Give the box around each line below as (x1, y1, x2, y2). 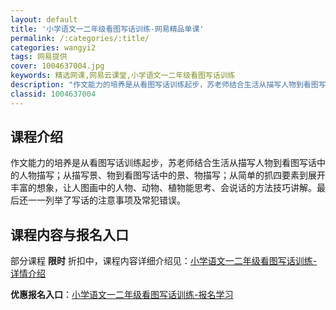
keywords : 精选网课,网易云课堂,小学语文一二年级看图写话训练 (10, 71, 236, 81)
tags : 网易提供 (10, 52, 68, 62)
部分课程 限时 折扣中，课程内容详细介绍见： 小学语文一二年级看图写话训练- (10, 255, 318, 267)
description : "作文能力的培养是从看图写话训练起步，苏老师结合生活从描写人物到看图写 (10, 80, 327, 90)
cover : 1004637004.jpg (10, 61, 105, 71)
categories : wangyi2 (10, 42, 97, 53)
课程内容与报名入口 (10, 226, 129, 243)
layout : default (10, 14, 78, 25)
